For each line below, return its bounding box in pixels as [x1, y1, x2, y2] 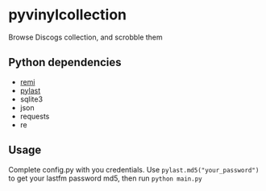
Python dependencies [8, 56, 123, 69]
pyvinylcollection [8, 6, 127, 24]
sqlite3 [19, 94, 43, 104]
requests [19, 111, 50, 121]
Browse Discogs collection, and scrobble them [8, 32, 163, 42]
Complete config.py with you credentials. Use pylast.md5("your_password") [8, 164, 260, 174]
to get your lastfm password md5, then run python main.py [8, 173, 203, 183]
